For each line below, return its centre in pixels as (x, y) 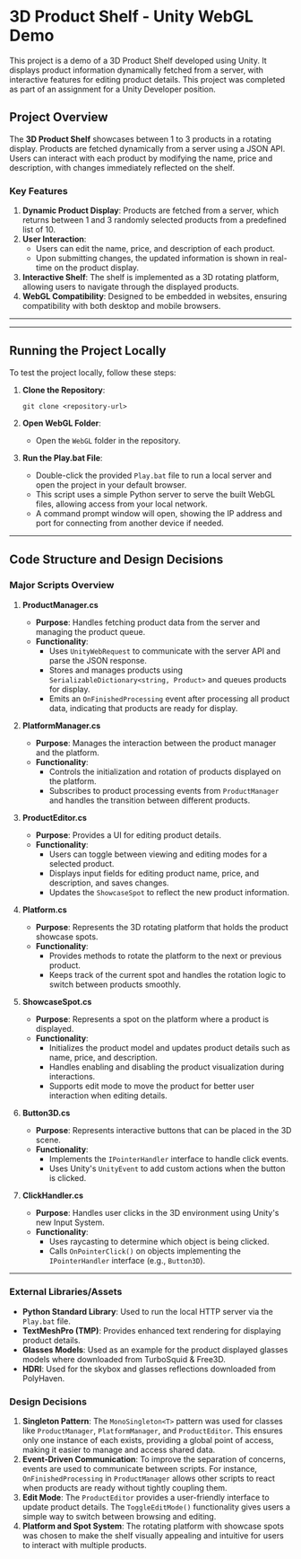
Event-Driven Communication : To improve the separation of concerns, (154, 1459)
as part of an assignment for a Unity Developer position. (113, 89)
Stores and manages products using (116, 670)
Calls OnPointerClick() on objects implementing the (145, 1251)
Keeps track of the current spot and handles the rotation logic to (168, 974)
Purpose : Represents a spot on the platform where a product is (152, 1019)
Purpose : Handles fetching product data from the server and (148, 622)
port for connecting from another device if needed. (129, 523)
